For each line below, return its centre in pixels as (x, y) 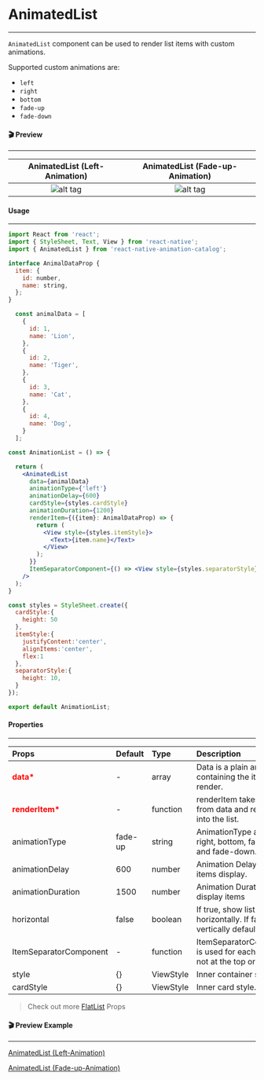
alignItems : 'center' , (57, 649)
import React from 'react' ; (54, 235)
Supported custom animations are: (64, 67)
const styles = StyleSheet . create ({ (68, 605)
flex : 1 (33, 656)
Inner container (224, 975)
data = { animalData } (59, 481)
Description (218, 754)
